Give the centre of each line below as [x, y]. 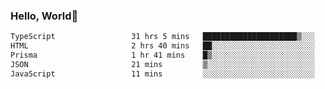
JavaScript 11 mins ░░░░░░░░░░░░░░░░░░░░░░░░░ [162, 74]
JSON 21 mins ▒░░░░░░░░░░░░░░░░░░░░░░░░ [162, 64]
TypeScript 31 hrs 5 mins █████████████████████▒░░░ [162, 37]
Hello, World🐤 [44, 16]
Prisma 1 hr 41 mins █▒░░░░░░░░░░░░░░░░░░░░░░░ [162, 55]
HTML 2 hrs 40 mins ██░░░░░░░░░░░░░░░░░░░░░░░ [162, 46]
